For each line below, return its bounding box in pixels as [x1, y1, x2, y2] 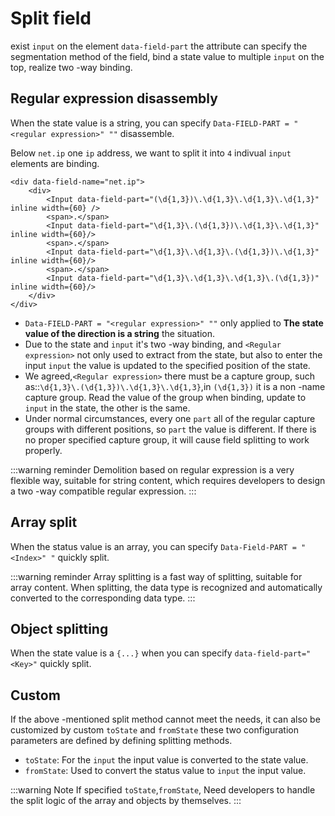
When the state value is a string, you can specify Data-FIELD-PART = [10, 117, 290, 129]
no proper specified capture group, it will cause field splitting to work [24, 433, 310, 446]
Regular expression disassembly [10, 90, 218, 107]
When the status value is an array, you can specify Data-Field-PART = [10, 540, 297, 552]
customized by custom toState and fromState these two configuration [10, 724, 299, 736]
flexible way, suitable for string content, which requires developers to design [10, 474, 326, 486]
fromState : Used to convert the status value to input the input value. [24, 765, 307, 777]
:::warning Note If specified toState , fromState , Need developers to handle [10, 784, 316, 796]
